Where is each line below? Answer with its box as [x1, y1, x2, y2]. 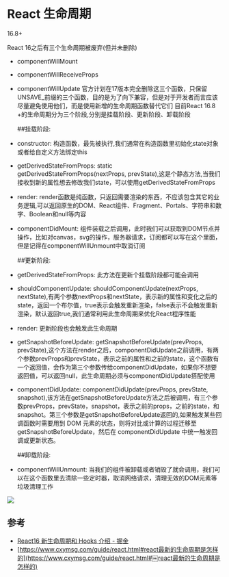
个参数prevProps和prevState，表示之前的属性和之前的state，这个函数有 [16, 354, 219, 363]
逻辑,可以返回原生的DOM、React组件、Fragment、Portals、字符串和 [23, 201, 216, 209]
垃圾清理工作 [16, 482, 53, 490]
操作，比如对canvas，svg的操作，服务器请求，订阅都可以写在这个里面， [16, 233, 221, 241]
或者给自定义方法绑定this [16, 148, 87, 156]
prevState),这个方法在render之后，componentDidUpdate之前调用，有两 [16, 346, 219, 354]
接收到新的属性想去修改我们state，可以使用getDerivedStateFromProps [16, 178, 216, 186]
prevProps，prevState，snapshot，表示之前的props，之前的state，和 [23, 402, 220, 410]
